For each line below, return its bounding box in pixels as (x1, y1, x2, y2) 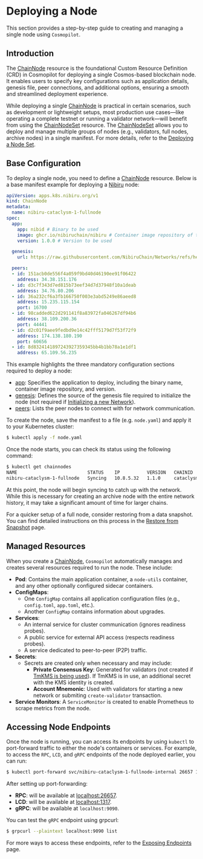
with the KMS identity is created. (33, 678, 115, 686)
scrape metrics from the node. (14, 704, 91, 712)
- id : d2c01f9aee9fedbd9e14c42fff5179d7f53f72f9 (11, 327, 137, 333)
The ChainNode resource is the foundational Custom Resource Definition (6, 64, 188, 72)
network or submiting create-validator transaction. (33, 692, 162, 699)
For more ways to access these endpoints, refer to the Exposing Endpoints (6, 839, 192, 847)
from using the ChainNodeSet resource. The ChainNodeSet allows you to (6, 121, 188, 129)
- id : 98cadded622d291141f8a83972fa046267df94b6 (11, 311, 137, 317)
